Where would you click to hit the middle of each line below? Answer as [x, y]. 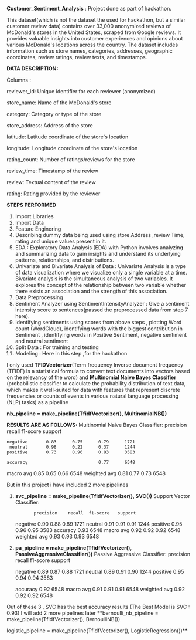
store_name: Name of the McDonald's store [59, 103]
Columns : [19, 80]
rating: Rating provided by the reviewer [54, 194]
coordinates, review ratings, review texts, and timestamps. [77, 57]
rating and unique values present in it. [61, 241]
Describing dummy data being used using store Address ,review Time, [100, 235]
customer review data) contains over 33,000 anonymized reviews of [89, 26]
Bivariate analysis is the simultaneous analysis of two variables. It [94, 279]
